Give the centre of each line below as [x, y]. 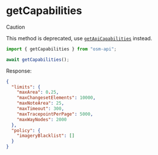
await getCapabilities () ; [38, 60]
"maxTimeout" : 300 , [41, 109]
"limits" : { [26, 87]
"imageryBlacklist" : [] [46, 136]
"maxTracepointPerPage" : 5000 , [55, 114]
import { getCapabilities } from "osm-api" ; [61, 49]
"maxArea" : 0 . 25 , [38, 92]
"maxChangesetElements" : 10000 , [56, 98]
